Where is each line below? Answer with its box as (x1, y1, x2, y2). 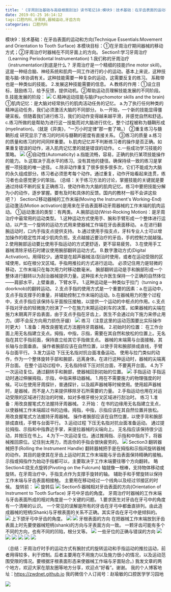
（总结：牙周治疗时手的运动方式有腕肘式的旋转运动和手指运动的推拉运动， (5, 545, 161, 552)
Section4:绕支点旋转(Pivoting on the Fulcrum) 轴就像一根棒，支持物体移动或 (5, 465, 164, 471)
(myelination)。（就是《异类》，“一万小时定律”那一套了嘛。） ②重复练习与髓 (5, 126, 162, 132)
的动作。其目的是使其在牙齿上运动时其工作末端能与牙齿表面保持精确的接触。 (5, 452, 166, 458)
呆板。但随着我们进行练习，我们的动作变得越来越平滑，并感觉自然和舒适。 (9, 113, 166, 119)
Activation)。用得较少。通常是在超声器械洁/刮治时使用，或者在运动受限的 (5, 254, 159, 260)
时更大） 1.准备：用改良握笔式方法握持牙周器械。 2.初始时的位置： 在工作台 (5, 324, 164, 330)
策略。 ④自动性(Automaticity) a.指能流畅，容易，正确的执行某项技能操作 (5, 151, 165, 157)
